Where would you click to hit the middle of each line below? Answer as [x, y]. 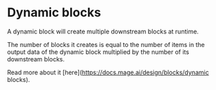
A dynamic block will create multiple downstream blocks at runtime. [103, 31]
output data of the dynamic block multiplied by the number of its [98, 52]
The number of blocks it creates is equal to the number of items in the [106, 44]
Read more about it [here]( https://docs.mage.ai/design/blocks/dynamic [108, 72]
